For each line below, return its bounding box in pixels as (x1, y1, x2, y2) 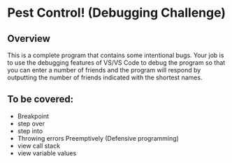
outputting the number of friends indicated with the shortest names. (7, 73, 203, 81)
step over (17, 119, 45, 127)
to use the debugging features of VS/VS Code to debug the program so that (7, 59, 226, 67)
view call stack (17, 141, 61, 150)
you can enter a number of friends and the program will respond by (7, 66, 201, 74)
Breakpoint (17, 111, 50, 120)
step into (17, 127, 43, 135)
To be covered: (7, 93, 74, 105)
